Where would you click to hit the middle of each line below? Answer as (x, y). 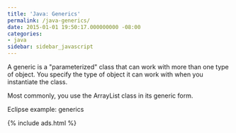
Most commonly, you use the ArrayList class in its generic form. (100, 96)
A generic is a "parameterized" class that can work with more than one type (118, 67)
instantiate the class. (38, 82)
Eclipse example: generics (46, 109)
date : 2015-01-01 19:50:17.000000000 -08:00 (74, 27)
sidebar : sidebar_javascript (50, 47)
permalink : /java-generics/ (49, 21)
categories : (25, 34)
